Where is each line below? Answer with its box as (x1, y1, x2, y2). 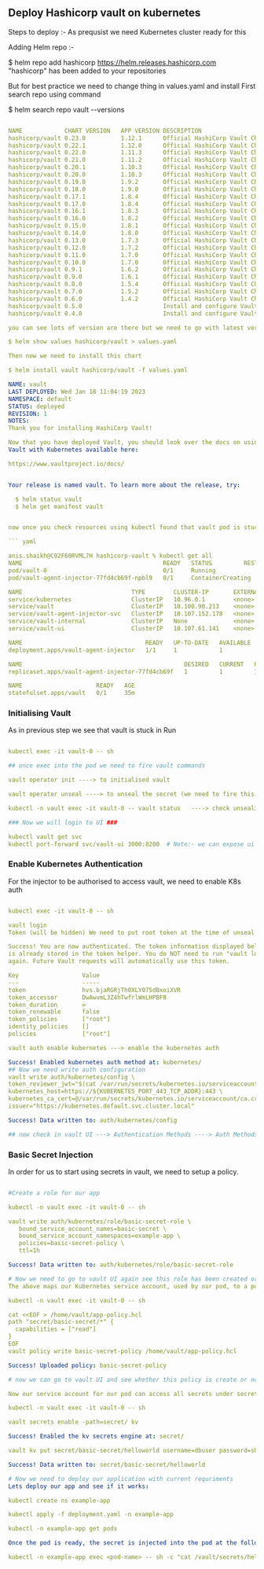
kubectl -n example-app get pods (8, 1525, 118, 1533)
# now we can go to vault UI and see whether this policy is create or (8, 1376, 247, 1383)
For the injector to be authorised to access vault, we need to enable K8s (8, 876, 241, 886)
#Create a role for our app (8, 1189, 101, 1197)
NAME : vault (8, 380, 47, 388)
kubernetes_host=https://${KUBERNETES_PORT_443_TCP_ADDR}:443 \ (8, 1088, 223, 1096)
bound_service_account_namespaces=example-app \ (18, 1232, 181, 1240)
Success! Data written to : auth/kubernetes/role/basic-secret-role (8, 1261, 234, 1269)
